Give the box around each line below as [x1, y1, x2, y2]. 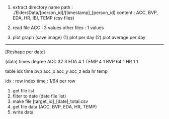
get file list [12, 88, 34, 93]
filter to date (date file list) [12, 93, 66, 99]
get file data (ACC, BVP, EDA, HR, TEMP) [12, 104, 97, 109]
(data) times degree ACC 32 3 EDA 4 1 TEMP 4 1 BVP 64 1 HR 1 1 [5, 59, 138, 64]
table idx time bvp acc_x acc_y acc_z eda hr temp [5, 68, 108, 74]
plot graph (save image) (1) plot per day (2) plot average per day [12, 35, 146, 40]
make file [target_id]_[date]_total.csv [12, 98, 89, 104]
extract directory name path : [12, 5, 73, 10]
